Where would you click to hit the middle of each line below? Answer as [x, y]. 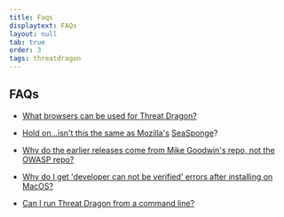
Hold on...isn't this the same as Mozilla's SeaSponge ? [120, 133]
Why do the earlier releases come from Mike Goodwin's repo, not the [148, 150]
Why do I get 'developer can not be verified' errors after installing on [147, 176]
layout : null [33, 34]
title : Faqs [31, 17]
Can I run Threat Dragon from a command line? [108, 203]
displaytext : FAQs [43, 26]
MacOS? [38, 186]
